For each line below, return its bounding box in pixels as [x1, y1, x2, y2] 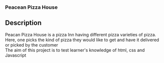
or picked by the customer [5, 42, 58, 47]
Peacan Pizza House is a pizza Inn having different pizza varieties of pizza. [5, 31, 157, 37]
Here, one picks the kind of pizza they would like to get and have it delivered [5, 37, 159, 43]
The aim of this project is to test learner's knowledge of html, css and [5, 47, 145, 53]
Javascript [5, 52, 26, 58]
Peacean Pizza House [5, 4, 58, 11]
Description [5, 19, 42, 27]
